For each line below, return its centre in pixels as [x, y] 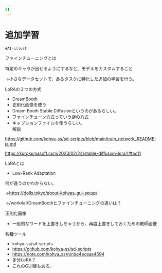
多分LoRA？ [24, 260]
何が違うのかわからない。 [31, 183]
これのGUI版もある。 [33, 266]
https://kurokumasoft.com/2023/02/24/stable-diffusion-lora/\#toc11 [73, 153]
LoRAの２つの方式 [23, 89]
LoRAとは [15, 163]
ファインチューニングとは [31, 58]
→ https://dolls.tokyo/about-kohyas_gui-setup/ [51, 193]
